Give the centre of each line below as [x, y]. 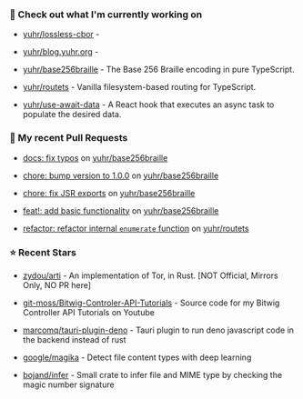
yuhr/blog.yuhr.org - [61, 52]
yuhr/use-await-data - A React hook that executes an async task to [148, 105]
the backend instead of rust [74, 339]
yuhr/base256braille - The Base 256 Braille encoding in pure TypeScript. [158, 70]
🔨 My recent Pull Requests [69, 138]
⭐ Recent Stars [43, 252]
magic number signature [69, 384]
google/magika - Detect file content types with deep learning [137, 357]
